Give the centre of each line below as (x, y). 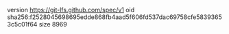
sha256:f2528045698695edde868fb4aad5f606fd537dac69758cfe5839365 (115, 17)
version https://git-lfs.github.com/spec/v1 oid (71, 10)
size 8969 (53, 24)
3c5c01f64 (22, 24)
